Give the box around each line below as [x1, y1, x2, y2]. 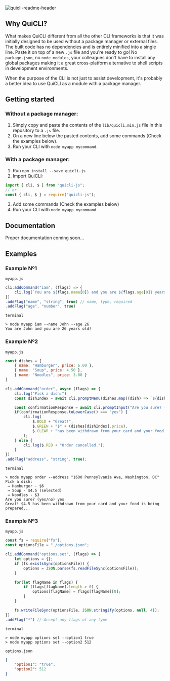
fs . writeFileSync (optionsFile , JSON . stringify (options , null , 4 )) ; [14, 608, 159, 613]
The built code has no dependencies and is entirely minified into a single [5, 44, 156, 50]
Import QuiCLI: [12, 173, 44, 179]
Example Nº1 [5, 264, 37, 272]
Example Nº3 [5, 517, 38, 524]
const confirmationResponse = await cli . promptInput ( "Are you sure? [14, 405, 162, 410]
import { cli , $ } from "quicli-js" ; [5, 182, 85, 187]
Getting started [5, 95, 55, 104]
